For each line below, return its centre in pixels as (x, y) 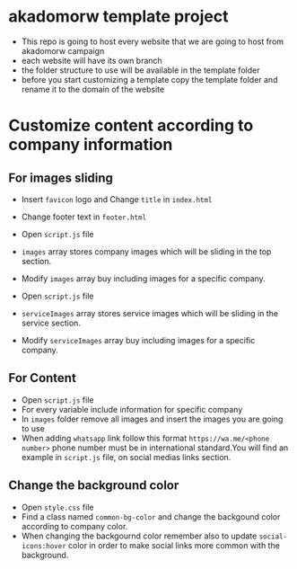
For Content (43, 378)
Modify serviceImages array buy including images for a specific (138, 340)
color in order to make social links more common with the (174, 545)
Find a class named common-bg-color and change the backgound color (151, 516)
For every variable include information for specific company (132, 409)
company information (91, 145)
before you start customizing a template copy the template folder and (149, 79)
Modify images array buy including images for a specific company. (143, 278)
